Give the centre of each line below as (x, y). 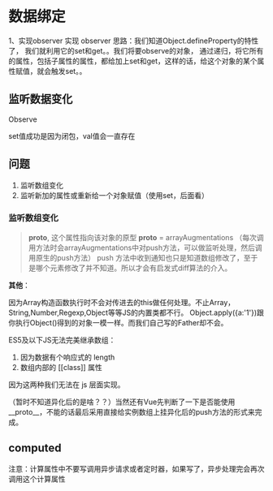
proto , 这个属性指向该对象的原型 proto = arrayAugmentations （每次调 (146, 237)
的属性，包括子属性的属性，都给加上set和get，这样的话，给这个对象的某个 (133, 61)
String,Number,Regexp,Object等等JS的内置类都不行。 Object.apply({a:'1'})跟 (136, 312)
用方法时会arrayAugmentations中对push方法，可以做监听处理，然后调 (145, 248)
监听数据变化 (41, 99)
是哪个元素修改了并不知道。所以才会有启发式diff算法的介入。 (130, 268)
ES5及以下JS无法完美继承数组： (62, 340)
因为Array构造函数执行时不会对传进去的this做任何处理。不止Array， (122, 302)
